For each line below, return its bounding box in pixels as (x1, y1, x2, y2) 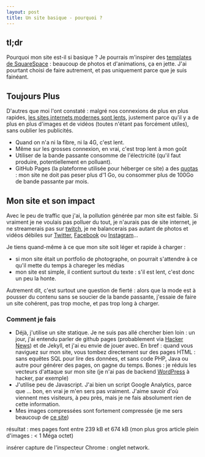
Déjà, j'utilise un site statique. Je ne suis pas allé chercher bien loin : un (15, 329, 195, 336)
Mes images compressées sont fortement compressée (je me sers (15, 407, 183, 415)
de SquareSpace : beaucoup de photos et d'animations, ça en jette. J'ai (6, 60, 187, 67)
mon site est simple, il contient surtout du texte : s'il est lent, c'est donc (15, 268, 195, 275)
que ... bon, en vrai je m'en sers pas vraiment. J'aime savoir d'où (15, 388, 179, 395)
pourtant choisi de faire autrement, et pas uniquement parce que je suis (6, 67, 187, 74)
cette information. (15, 401, 61, 408)
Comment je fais (6, 315, 56, 323)
